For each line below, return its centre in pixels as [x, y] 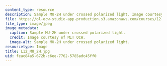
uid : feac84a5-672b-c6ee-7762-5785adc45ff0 [51, 56]
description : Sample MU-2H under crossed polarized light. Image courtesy [84, 14]
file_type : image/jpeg [29, 24]
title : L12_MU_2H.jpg [28, 51]
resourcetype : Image [27, 47]
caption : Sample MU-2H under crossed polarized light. [68, 33]
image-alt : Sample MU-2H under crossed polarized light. [70, 42]
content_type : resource [30, 10]
